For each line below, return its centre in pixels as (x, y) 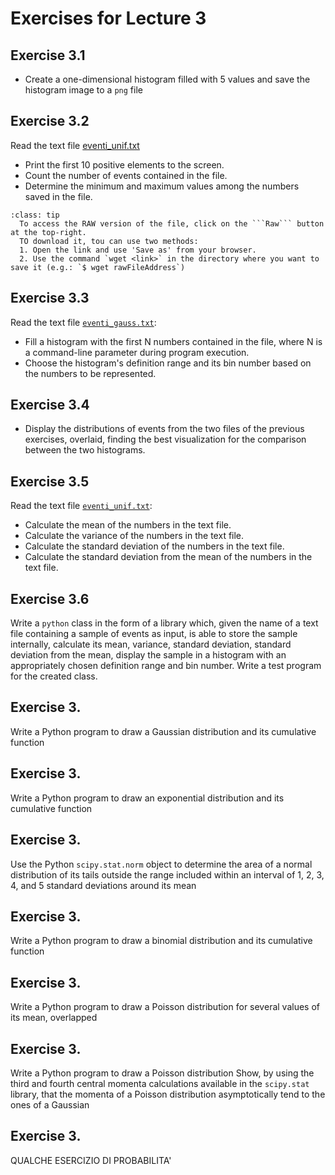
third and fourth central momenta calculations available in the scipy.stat (160, 1083)
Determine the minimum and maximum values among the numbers (162, 186)
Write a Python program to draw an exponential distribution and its (147, 798)
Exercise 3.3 (50, 298)
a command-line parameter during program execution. (137, 352)
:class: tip (35, 215)
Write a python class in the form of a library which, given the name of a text (164, 623)
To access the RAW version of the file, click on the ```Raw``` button (172, 223)
